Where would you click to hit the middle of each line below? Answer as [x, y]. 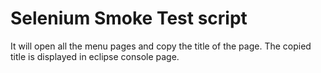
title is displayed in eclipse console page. [95, 56]
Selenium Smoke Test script [129, 18]
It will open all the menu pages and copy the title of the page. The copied [161, 46]
